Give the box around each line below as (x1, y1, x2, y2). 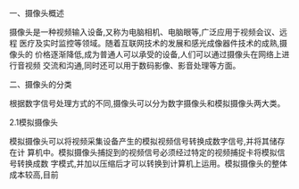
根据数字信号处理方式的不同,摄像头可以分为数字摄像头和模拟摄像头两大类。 (9, 98, 286, 109)
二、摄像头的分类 (9, 79, 72, 89)
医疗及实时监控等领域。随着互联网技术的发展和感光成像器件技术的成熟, (19, 38, 279, 48)
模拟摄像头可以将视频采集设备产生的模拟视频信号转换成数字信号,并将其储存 (9, 136, 286, 146)
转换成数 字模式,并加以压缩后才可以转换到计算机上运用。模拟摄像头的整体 (16, 159, 287, 168)
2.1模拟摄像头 (9, 117, 59, 127)
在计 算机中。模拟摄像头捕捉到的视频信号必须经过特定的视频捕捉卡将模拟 (9, 147, 278, 158)
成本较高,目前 (9, 169, 60, 180)
